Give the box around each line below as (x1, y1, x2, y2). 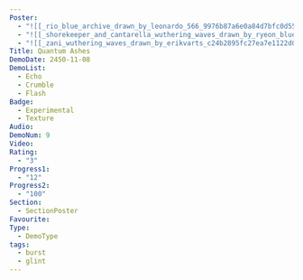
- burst (17, 248, 47, 257)
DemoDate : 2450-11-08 (9, 55, 91, 64)
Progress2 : (9, 182, 50, 191)
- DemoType (17, 231, 59, 240)
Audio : (9, 123, 34, 132)
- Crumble (17, 80, 54, 89)
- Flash (17, 89, 47, 98)
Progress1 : (9, 164, 50, 173)
